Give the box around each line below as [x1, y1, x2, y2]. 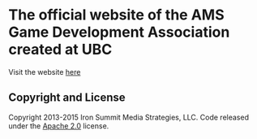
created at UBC [8, 41, 113, 59]
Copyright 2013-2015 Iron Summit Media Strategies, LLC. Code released [8, 112, 250, 122]
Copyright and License [8, 91, 126, 105]
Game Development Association [8, 23, 230, 41]
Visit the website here [8, 67, 81, 76]
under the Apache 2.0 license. [8, 120, 109, 131]
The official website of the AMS [8, 6, 225, 24]
